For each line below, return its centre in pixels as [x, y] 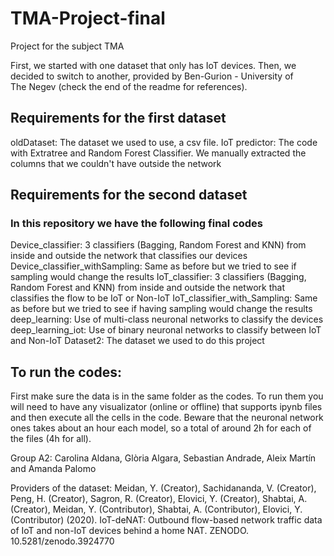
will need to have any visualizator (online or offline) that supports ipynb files [166, 407]
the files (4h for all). [51, 439]
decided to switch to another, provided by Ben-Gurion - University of [152, 76]
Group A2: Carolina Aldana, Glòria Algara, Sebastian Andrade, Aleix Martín [163, 458]
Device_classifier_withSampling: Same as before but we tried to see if [153, 266]
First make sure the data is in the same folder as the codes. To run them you [167, 396]
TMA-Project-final [88, 18]
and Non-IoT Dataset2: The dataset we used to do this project [137, 341]
